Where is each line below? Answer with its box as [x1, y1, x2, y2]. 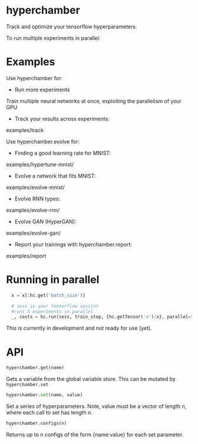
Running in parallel [6, 273, 100, 287]
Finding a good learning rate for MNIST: [14, 149, 111, 156]
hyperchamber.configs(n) [6, 420, 67, 426]
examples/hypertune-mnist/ [6, 160, 74, 168]
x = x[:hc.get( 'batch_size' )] [11, 292, 85, 298]
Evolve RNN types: [14, 195, 61, 202]
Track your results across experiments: [14, 115, 110, 122]
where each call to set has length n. [6, 409, 93, 416]
